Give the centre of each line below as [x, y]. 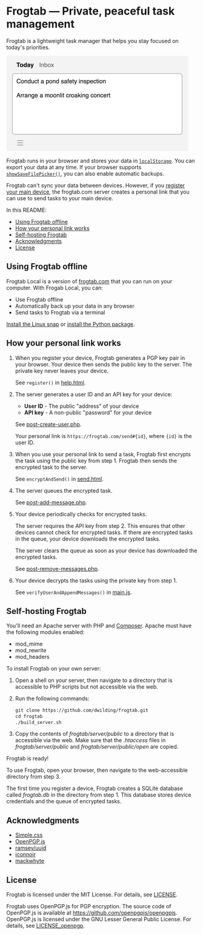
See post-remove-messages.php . [57, 569]
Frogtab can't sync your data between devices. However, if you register [96, 185]
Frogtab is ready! [28, 758]
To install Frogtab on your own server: [54, 669]
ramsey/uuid [31, 848]
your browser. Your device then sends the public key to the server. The [104, 364]
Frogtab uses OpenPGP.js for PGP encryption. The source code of [89, 906]
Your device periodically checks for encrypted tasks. [81, 514]
